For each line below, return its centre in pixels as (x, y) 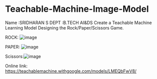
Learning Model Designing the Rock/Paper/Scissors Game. (65, 27)
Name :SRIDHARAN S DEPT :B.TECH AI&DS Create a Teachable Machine (78, 23)
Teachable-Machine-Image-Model (77, 9)
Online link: (16, 66)
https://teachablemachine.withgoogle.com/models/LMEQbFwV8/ (71, 71)
